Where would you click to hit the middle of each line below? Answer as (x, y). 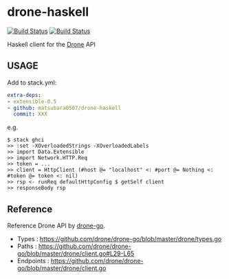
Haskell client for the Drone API (52, 44)
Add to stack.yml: (32, 82)
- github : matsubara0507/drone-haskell (64, 108)
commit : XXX (31, 114)
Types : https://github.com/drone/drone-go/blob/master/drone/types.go (119, 239)
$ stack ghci (26, 140)
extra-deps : (24, 95)
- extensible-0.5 (32, 101)
